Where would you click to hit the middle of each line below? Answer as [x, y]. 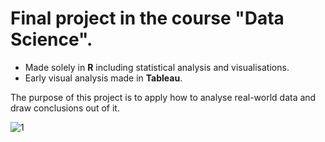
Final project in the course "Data [147, 18]
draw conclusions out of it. [65, 108]
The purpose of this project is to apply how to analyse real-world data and [163, 97]
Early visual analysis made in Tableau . [103, 78]
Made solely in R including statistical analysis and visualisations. [157, 67]
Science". [51, 39]
